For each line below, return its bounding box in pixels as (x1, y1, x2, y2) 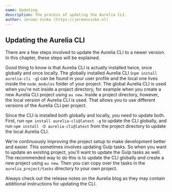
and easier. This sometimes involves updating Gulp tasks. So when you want (5, 144, 167, 150)
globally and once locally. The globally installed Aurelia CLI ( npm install (5, 70, 158, 76)
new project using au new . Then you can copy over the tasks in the (5, 160, 145, 166)
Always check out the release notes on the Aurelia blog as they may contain (5, 175, 165, 181)
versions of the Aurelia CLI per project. (5, 102, 87, 108)
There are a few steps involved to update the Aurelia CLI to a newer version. (5, 49, 165, 56)
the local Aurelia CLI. (5, 128, 49, 135)
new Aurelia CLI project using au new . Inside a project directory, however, (5, 92, 159, 98)
